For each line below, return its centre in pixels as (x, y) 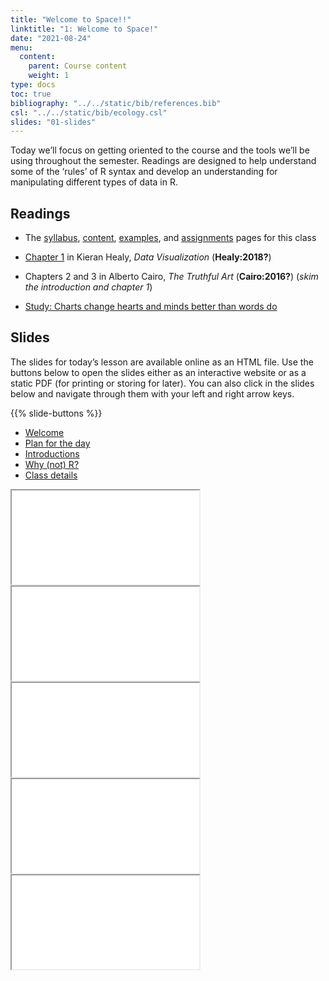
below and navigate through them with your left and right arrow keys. (152, 393)
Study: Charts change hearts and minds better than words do (151, 307)
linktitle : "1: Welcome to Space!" (84, 29)
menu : (21, 47)
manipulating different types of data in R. (94, 182)
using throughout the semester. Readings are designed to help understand (163, 161)
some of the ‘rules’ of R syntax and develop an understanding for (144, 172)
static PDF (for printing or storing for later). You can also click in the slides (162, 383)
